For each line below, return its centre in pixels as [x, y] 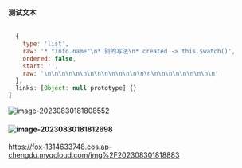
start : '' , [41, 66]
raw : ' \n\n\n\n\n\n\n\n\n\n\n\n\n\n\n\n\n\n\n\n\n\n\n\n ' [121, 73]
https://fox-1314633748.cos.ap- [60, 147]
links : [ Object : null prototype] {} [76, 88]
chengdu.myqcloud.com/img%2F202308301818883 [94, 155]
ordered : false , [50, 59]
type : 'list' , [46, 44]
